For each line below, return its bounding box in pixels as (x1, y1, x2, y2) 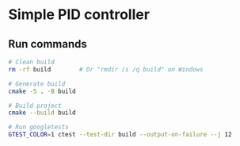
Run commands (8, 37, 87, 51)
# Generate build (8, 79, 66, 88)
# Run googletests (8, 123, 69, 132)
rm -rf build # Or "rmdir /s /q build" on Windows (8, 65, 204, 73)
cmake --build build (8, 109, 77, 117)
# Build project (8, 102, 62, 109)
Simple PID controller (8, 6, 150, 24)
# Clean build (8, 58, 55, 66)
